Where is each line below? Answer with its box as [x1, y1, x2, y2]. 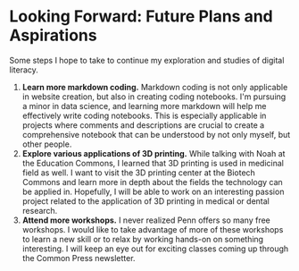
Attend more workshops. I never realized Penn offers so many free [21, 215, 270, 225]
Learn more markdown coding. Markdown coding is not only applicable [21, 81, 288, 92]
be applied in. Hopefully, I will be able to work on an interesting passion [21, 186, 285, 197]
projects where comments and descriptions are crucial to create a [21, 119, 265, 131]
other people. [21, 139, 72, 149]
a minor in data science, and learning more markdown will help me [21, 100, 267, 111]
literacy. [9, 64, 38, 75]
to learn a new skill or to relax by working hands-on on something [21, 233, 264, 244]
